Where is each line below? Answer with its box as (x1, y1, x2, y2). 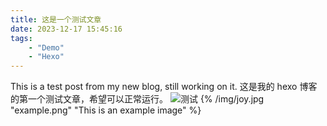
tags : (10, 33, 33, 43)
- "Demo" (28, 42, 65, 53)
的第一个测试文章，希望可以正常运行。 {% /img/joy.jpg (10, 93, 265, 105)
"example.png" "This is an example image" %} (10, 104, 202, 116)
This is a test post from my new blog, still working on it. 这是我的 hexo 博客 (10, 81, 318, 93)
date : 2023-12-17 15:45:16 (10, 24, 123, 34)
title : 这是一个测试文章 (10, 14, 102, 25)
